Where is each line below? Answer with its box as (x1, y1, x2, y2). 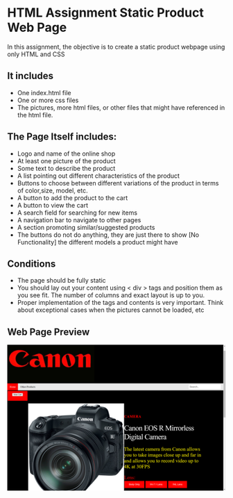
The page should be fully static (17, 276, 106, 285)
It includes (7, 70, 54, 82)
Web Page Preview (7, 326, 90, 338)
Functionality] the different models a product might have (17, 238, 178, 246)
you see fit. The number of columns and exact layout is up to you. (17, 291, 205, 299)
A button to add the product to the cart (17, 193, 128, 202)
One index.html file (17, 88, 71, 97)
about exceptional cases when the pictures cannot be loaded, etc (17, 306, 205, 314)
